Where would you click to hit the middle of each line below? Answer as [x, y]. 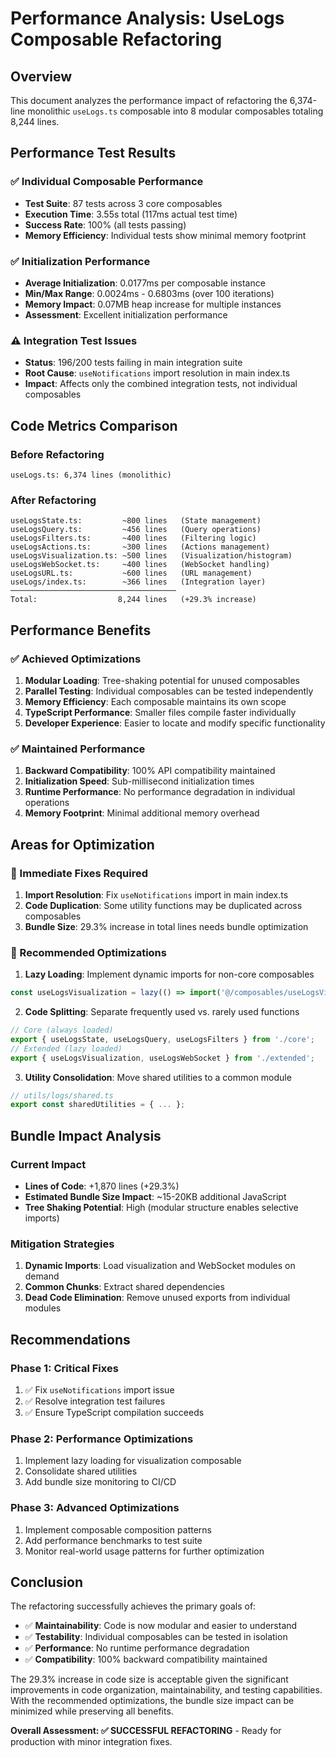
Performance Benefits [81, 630]
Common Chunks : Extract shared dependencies [124, 1287]
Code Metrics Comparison [94, 425]
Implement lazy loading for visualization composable [133, 1461]
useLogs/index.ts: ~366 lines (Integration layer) [138, 582]
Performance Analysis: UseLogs [147, 18]
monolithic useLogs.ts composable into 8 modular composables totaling [175, 111]
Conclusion [47, 1582]
